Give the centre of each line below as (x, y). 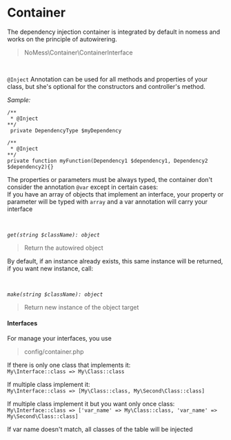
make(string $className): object (55, 294)
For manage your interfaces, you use (59, 339)
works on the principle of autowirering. (62, 39)
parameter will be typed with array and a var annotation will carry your (108, 201)
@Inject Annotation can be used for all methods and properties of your (108, 79)
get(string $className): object (53, 235)
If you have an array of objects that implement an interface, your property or (115, 194)
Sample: (19, 100)
